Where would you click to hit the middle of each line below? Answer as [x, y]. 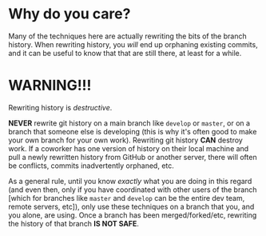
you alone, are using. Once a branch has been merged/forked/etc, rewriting [133, 215]
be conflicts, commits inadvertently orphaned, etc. [91, 166]
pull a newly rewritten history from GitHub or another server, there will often [133, 157]
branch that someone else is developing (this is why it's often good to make [133, 131]
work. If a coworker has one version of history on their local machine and [129, 148]
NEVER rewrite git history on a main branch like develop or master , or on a [129, 123]
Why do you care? [69, 14]
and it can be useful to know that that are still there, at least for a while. [125, 53]
